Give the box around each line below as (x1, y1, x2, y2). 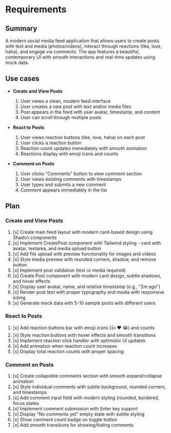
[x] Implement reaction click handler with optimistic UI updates (12, 337, 145, 344)
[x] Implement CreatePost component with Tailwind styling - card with (12, 240, 161, 246)
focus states (12, 400, 40, 406)
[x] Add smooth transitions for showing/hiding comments (12, 422, 134, 428)
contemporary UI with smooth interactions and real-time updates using (5, 54, 156, 60)
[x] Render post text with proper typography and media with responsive (12, 289, 164, 295)
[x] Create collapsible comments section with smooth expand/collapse (12, 373, 162, 379)
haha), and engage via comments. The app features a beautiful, (5, 49, 140, 54)
